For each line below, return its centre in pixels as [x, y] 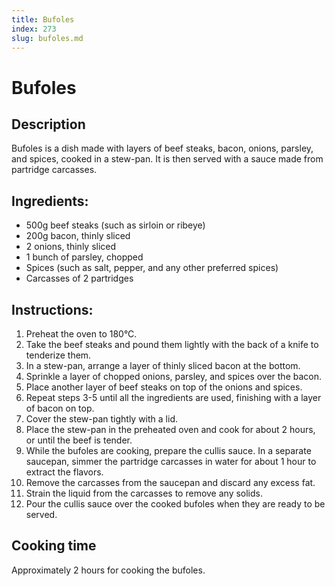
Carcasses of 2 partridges [79, 278]
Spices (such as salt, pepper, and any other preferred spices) [152, 268]
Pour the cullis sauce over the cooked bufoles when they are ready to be [175, 504]
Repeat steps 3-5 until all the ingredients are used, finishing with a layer [173, 397]
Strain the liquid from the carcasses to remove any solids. [144, 493]
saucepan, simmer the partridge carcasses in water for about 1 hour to [171, 461]
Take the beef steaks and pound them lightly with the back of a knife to [172, 344]
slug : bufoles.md [47, 38]
